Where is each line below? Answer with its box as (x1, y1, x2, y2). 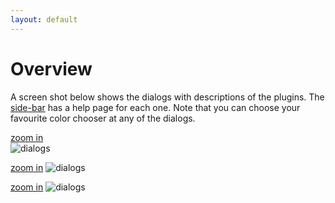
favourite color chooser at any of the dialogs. (10, 112, 196, 124)
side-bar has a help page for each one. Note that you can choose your (10, 101, 301, 113)
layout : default (10, 14, 78, 25)
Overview (10, 57, 93, 80)
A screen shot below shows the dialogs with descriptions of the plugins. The (10, 91, 325, 103)
